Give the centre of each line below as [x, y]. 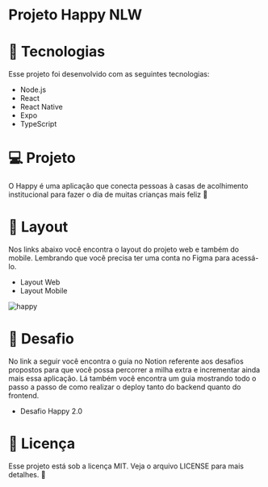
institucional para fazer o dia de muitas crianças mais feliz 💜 [108, 194]
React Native [41, 107]
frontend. [24, 395]
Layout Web [40, 282]
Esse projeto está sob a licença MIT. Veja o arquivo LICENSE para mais [126, 466]
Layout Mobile [44, 291]
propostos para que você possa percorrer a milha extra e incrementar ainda [134, 369]
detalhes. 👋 [27, 474]
